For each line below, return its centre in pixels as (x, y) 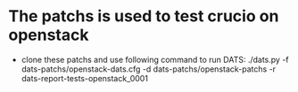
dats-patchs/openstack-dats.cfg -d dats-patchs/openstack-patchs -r (149, 69)
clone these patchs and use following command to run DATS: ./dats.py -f (155, 59)
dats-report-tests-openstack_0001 (85, 78)
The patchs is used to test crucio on (144, 16)
